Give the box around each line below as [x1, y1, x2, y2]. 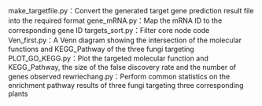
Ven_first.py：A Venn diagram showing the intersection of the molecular [8, 35, 242, 45]
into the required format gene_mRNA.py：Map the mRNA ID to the [8, 16, 223, 25]
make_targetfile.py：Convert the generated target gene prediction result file [8, 6, 254, 15]
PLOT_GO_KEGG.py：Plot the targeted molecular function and [8, 53, 208, 63]
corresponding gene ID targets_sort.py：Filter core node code [8, 26, 210, 35]
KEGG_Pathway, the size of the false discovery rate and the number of [8, 63, 237, 71]
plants [8, 89, 28, 98]
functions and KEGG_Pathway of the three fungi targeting [8, 45, 194, 53]
